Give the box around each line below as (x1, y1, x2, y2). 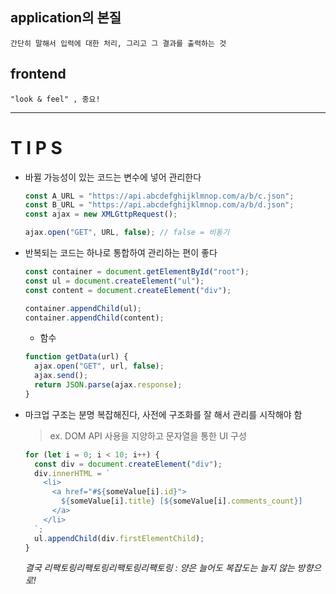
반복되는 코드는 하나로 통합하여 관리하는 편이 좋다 (24, 247, 218, 259)
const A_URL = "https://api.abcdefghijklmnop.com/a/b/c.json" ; (24, 191, 295, 201)
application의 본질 (10, 9, 122, 27)
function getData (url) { (24, 352, 129, 362)
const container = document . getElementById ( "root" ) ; (24, 267, 250, 277)
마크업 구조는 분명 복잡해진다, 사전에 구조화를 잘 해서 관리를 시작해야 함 (24, 408, 303, 420)
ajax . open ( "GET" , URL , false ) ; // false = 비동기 (24, 228, 230, 238)
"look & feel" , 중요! (10, 94, 101, 104)
